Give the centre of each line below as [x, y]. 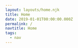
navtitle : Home [21, 28]
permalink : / [19, 24]
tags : [11, 33]
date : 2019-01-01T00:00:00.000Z [39, 19]
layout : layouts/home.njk [32, 10]
